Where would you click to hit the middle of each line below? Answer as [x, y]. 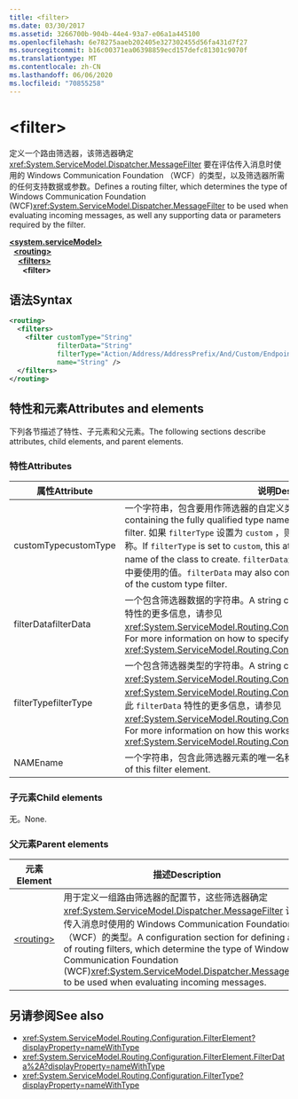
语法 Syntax [41, 299]
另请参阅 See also [57, 1016]
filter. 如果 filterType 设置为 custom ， [204, 533]
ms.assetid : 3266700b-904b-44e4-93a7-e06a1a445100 [105, 34]
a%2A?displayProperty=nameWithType [94, 1066]
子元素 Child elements [56, 797]
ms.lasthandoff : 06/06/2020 [61, 75]
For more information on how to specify [207, 639]
